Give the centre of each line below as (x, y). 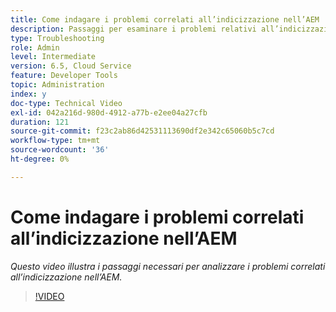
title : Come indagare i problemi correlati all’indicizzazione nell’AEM (165, 19)
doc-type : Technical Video (66, 103)
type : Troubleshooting (57, 38)
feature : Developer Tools (64, 76)
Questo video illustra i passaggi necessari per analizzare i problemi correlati (168, 266)
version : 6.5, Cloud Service (71, 66)
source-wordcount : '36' (60, 150)
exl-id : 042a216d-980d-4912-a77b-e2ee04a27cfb (109, 112)
